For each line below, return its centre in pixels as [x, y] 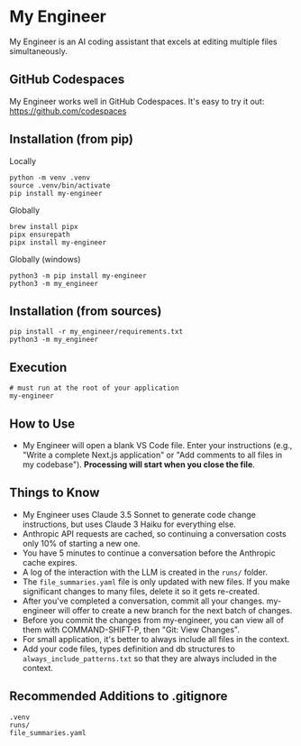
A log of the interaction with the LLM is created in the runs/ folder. [145, 572]
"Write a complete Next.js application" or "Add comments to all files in [152, 455]
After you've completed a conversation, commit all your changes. [143, 601]
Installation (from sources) [86, 311]
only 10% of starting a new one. [81, 543]
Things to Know [55, 493]
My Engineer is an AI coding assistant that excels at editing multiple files [143, 41]
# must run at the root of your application [94, 388]
